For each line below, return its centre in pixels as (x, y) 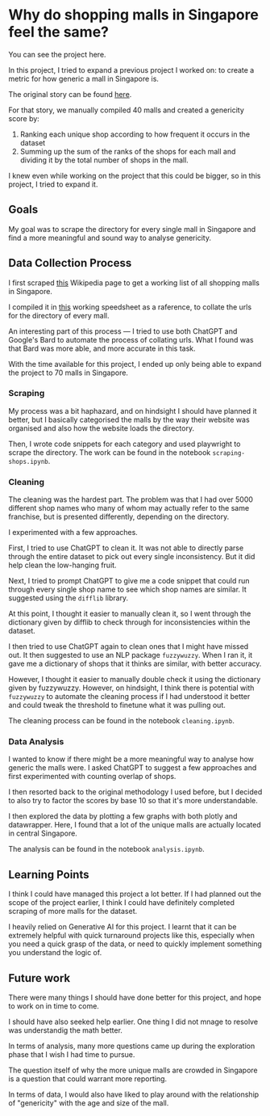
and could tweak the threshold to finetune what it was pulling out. (117, 705)
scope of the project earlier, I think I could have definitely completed (122, 903)
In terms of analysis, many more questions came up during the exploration (132, 1046)
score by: (24, 118)
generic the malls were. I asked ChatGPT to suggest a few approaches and (133, 768)
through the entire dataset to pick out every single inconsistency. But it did (132, 557)
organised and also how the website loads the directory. (102, 428)
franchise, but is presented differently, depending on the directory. (119, 517)
